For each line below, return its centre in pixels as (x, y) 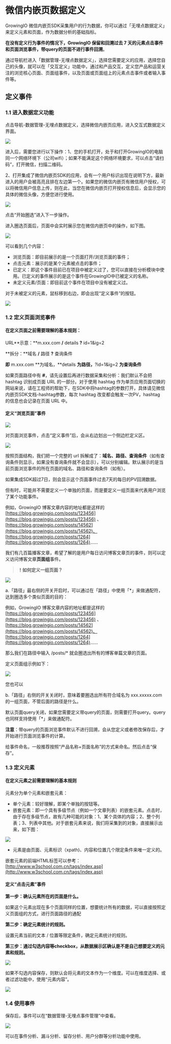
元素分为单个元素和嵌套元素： (36, 793)
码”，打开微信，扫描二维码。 (35, 164)
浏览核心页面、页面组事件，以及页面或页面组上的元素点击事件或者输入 (88, 72)
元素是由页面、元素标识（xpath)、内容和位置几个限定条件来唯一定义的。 (88, 850)
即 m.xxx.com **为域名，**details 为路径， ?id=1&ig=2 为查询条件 (74, 364)
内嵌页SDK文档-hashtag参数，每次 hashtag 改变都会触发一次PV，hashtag (83, 394)
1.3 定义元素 (20, 767)
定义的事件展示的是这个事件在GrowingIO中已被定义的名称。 (89, 276)
